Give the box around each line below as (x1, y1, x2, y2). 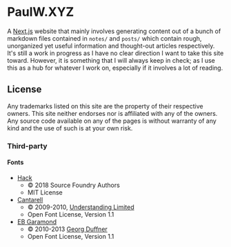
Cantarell (17, 195, 43, 204)
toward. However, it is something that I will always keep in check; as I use (7, 56, 215, 64)
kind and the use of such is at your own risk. (7, 123, 133, 132)
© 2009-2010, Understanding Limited (27, 203, 134, 211)
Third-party (7, 141, 48, 150)
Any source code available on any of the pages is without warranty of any (7, 117, 217, 125)
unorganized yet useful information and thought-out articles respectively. (7, 41, 215, 50)
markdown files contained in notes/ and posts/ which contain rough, (7, 34, 202, 42)
